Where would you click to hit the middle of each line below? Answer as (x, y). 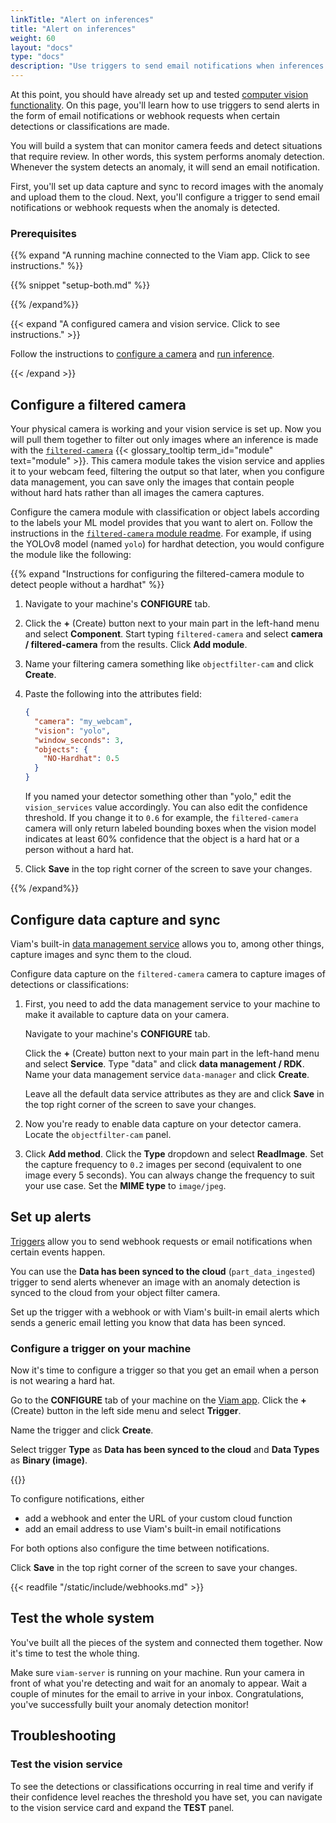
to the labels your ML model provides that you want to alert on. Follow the (162, 523)
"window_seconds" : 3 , (79, 740)
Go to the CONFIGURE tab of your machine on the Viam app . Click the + (158, 1400)
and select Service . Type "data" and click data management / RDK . (164, 1063)
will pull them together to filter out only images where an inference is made (164, 440)
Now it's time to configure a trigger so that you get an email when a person (165, 1370)
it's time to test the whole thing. (75, 1653)
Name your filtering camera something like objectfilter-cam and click (169, 664)
